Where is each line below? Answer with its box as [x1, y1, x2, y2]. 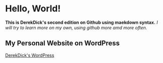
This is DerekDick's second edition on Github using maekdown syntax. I [5, 19, 158, 25]
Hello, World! [5, 3, 61, 14]
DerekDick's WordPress [5, 52, 54, 58]
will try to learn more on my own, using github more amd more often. [5, 24, 147, 30]
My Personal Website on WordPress [5, 39, 120, 48]
